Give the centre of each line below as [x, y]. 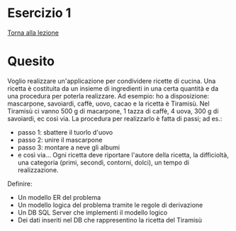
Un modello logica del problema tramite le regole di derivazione [110, 205]
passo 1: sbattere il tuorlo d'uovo [65, 132]
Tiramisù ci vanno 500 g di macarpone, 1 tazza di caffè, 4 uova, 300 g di [113, 111]
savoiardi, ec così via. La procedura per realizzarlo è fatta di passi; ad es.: [115, 118]
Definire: [20, 184]
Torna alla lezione [33, 33]
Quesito [31, 61]
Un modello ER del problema [59, 197]
